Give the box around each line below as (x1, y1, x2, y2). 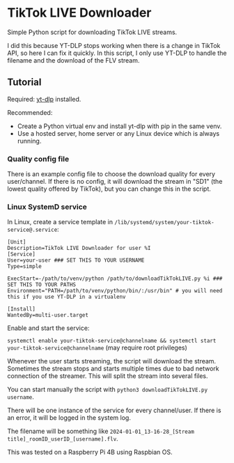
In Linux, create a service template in (7, 218, 114, 226)
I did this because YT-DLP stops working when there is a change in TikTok (7, 41, 221, 49)
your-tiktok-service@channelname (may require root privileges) (7, 343, 188, 352)
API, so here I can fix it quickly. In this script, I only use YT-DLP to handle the (7, 49, 227, 57)
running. (17, 136, 42, 145)
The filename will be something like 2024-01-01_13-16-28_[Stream (7, 427, 195, 436)
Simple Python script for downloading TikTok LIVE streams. (7, 28, 178, 36)
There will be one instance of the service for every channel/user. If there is (7, 406, 221, 415)
